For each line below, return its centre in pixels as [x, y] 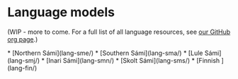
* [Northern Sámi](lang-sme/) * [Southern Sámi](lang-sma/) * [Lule [105, 53]
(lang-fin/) [22, 68]
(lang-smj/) [24, 60]
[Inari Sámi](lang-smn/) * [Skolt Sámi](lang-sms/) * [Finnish [133, 60]
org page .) [23, 39]
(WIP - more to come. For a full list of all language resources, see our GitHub [119, 32]
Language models [61, 12]
